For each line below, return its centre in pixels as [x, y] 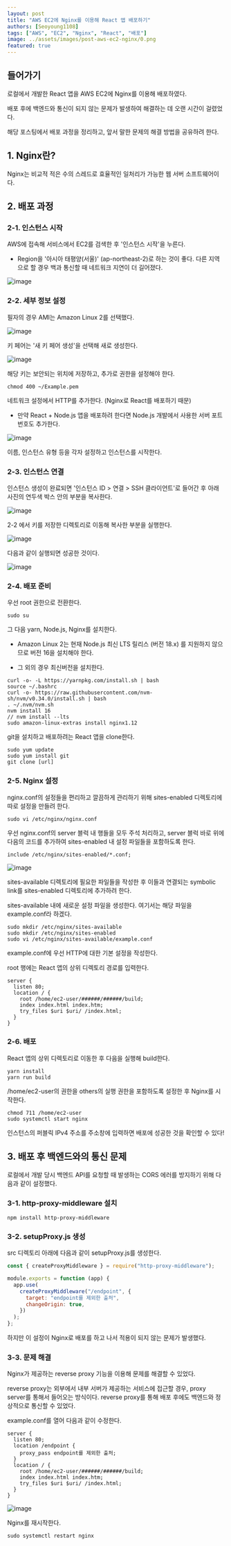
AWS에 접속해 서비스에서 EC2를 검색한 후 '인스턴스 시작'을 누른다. [96, 244]
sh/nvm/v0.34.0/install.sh [46, 699]
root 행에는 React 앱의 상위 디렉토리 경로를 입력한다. [78, 967]
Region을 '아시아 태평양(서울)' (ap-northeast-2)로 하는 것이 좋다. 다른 [112, 259]
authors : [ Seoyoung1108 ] [43, 26]
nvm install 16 [29, 711]
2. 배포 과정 [30, 206]
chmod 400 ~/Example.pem [43, 386]
